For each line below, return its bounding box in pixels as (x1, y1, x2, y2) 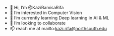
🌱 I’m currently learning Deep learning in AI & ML (9, 15, 110, 20)
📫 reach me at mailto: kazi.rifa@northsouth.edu (9, 26, 107, 31)
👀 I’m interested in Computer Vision (9, 10, 82, 16)
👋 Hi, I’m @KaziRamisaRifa (9, 5, 64, 10)
